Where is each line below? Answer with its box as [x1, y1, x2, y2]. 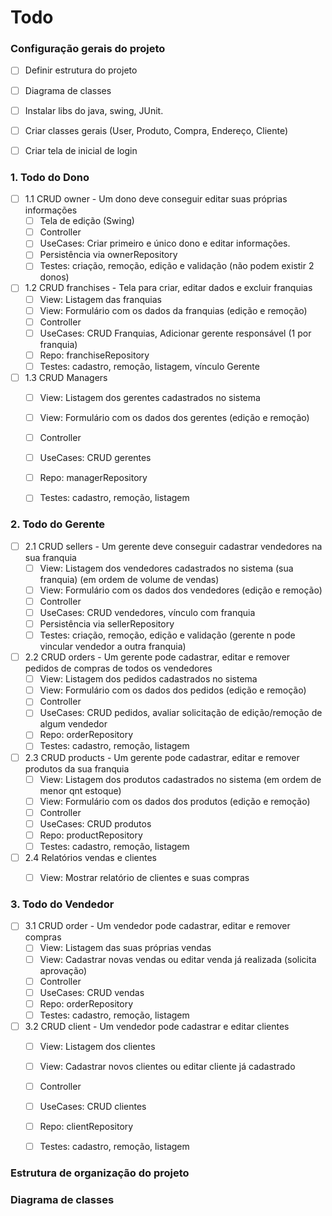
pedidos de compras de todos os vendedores [24, 662, 213, 675]
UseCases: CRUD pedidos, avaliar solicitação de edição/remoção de [39, 707, 323, 719]
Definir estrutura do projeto [24, 64, 138, 76]
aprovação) [39, 964, 88, 976]
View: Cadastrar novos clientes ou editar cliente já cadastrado [39, 1060, 296, 1072]
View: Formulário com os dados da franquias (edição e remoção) [39, 304, 308, 316]
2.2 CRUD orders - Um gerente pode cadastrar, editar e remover [24, 651, 291, 663]
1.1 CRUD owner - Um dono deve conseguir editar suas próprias [24, 193, 288, 205]
